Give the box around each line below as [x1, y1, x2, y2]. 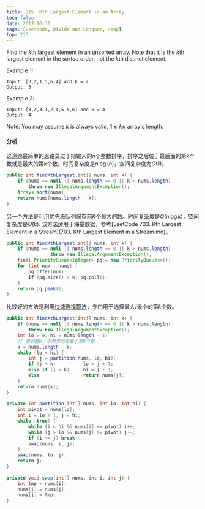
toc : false [6, 15, 34, 21]
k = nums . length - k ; [17, 344, 72, 350]
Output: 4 [6, 112, 32, 118]
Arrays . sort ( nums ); [17, 189, 67, 195]
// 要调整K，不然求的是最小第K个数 [17, 338, 95, 344]
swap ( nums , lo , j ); [17, 452, 67, 458]
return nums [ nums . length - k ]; [17, 195, 97, 201]
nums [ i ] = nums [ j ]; [17, 486, 67, 492]
